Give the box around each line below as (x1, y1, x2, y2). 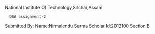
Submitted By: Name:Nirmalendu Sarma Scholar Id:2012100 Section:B (5, 23, 150, 29)
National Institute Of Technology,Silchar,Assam (5, 5, 103, 10)
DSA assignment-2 (9, 14, 46, 19)
